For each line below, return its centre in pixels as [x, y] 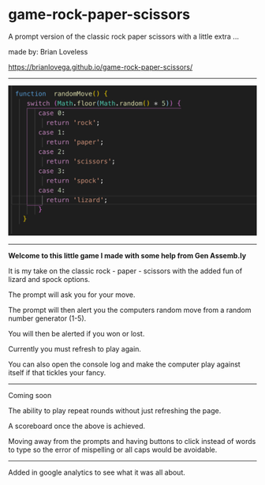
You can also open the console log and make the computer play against [124, 364]
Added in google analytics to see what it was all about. [97, 472]
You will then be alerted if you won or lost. [77, 333]
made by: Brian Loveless [48, 51]
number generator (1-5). [47, 318]
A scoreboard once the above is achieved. [77, 426]
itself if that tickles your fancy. [57, 372]
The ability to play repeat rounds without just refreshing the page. [115, 410]
